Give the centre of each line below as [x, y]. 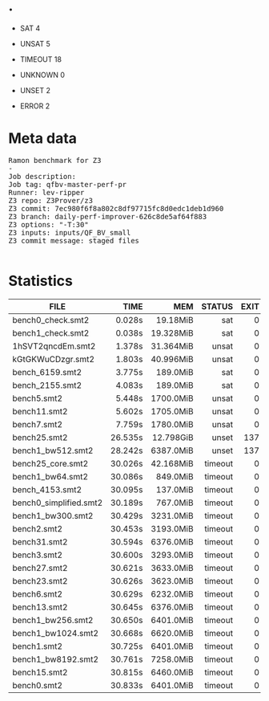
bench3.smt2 [37, 555]
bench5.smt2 [37, 398]
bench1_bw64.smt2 [50, 476]
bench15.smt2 [40, 672]
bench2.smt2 [37, 528]
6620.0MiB [172, 633]
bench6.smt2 [37, 593]
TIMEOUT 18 [41, 59]
